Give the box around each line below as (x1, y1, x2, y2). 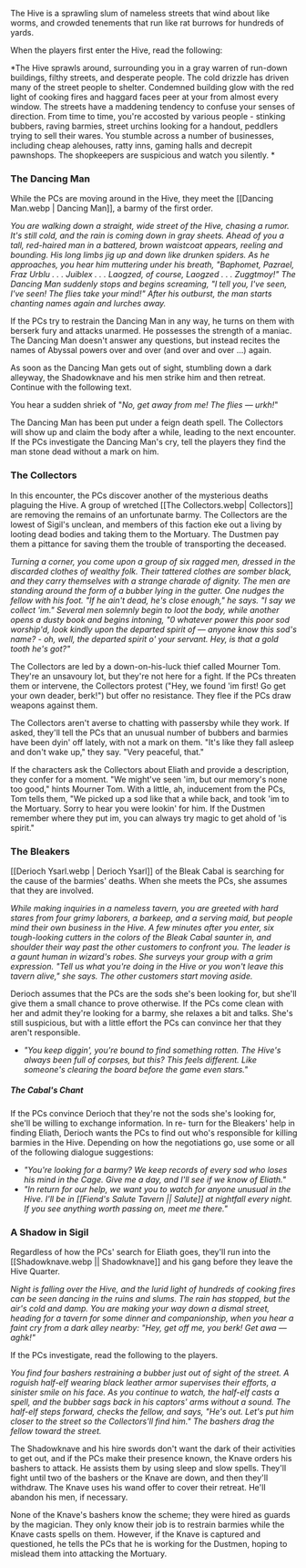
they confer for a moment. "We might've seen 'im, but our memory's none (10, 774, 288, 784)
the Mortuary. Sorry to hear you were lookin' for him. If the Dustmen (10, 803, 266, 814)
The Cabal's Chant (10, 1085, 84, 1096)
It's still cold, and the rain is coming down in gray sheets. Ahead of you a (10, 230, 285, 241)
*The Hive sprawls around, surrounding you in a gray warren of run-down (10, 63, 288, 73)
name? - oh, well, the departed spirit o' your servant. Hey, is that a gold (10, 633, 279, 644)
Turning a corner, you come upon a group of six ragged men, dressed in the (10, 556, 296, 566)
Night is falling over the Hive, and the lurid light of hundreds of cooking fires (10, 1283, 296, 1294)
